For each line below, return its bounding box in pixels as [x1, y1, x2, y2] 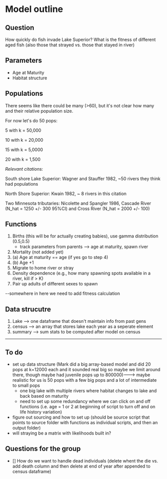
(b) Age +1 [12, 259, 34, 265]
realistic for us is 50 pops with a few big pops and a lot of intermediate [12, 377, 157, 383]
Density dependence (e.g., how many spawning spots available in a [12, 270, 151, 276]
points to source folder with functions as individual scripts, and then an [12, 420, 158, 426]
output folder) [12, 425, 41, 431]
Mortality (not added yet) [12, 249, 64, 255]
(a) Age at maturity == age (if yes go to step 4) [12, 254, 108, 260]
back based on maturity [19, 393, 69, 399]
